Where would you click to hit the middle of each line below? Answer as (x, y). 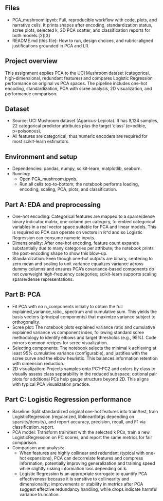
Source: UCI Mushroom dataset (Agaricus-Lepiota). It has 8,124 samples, (85, 121)
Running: (21, 174)
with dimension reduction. (38, 363)
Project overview (31, 61)
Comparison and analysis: (38, 448)
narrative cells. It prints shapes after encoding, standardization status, (82, 25)
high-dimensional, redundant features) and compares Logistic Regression (79, 78)
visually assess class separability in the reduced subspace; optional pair (84, 374)
